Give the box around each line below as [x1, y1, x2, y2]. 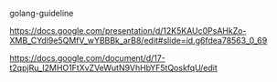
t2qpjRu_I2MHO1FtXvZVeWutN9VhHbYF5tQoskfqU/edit [9, 63, 218, 73]
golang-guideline [9, 8, 74, 18]
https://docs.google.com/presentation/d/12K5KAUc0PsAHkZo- [9, 26, 247, 36]
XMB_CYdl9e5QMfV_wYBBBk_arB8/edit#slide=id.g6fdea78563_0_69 [9, 36, 268, 46]
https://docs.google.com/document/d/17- [9, 53, 166, 63]
